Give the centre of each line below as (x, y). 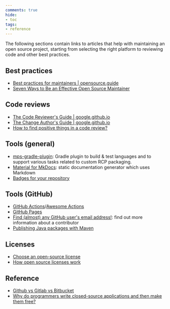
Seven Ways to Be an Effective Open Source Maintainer (71, 88)
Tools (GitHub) (29, 194)
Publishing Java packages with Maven (53, 228)
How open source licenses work (47, 262)
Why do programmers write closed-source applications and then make (87, 296)
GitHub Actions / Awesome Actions (48, 207)
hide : (11, 15)
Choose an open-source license (47, 257)
